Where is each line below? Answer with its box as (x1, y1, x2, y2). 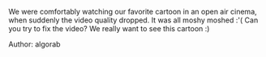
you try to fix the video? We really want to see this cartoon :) (8, 24, 210, 33)
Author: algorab (8, 39, 61, 49)
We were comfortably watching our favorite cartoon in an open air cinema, (8, 7, 257, 16)
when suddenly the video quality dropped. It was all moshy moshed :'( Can (8, 15, 259, 25)
